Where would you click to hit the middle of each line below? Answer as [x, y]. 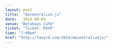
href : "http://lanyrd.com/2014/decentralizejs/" [57, 38]
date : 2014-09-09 [25, 19]
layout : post [19, 10]
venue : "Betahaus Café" [30, 24]
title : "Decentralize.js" [33, 14]
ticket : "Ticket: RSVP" [30, 28]
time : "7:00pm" [21, 33]
